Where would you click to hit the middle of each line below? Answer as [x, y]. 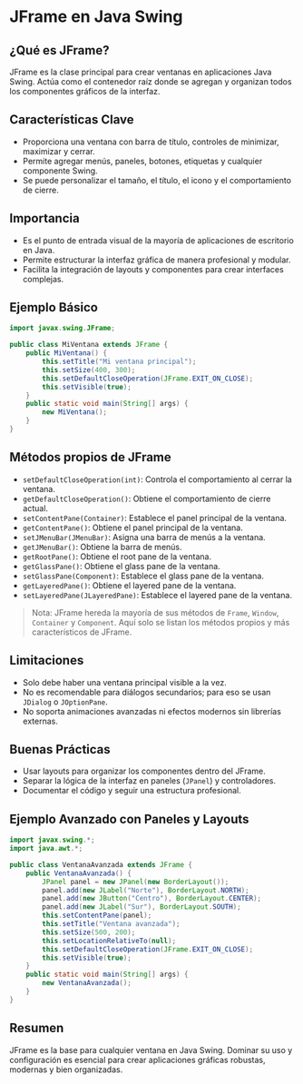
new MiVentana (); [74, 412]
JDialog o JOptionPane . [65, 702]
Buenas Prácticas [60, 749]
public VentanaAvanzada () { [78, 873]
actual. [35, 508]
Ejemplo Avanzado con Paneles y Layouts [129, 819]
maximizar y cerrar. [59, 151]
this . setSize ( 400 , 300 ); [89, 370]
